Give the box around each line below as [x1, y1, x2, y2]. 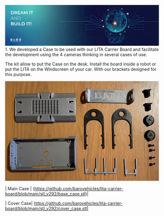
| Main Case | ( [5, 185, 35, 192]
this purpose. [5, 72, 32, 78]
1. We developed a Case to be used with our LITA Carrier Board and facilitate [5, 46, 159, 53]
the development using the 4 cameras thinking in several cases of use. [5, 52, 147, 58]
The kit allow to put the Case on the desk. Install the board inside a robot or [5, 61, 156, 67]
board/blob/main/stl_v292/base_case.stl [5, 191, 86, 196]
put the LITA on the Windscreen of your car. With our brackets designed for [5, 66, 157, 72]
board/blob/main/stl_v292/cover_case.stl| [5, 205, 89, 211]
